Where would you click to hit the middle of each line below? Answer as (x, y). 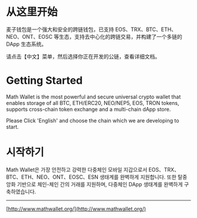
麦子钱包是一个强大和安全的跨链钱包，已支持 (60, 29)
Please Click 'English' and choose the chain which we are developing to (93, 120)
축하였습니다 (21, 192)
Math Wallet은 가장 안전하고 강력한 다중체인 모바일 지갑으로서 (77, 169)
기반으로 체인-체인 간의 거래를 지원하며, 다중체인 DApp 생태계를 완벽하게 (100, 184)
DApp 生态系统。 (26, 44)
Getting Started (45, 81)
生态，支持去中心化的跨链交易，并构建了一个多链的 (121, 36)
